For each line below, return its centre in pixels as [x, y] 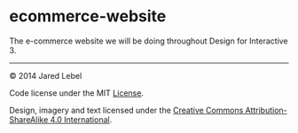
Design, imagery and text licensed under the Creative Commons [126, 110]
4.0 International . [81, 119]
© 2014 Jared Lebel [46, 75]
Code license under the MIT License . [77, 93]
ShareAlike [29, 119]
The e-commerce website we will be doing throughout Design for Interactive [149, 41]
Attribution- [267, 110]
